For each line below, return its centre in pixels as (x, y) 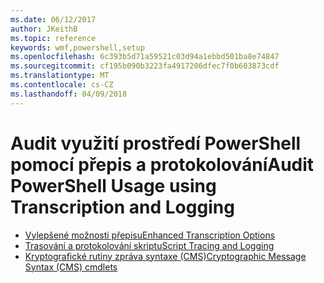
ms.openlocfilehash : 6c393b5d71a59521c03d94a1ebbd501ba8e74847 (145, 57)
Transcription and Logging (122, 207)
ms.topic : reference (53, 38)
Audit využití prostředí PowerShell (156, 143)
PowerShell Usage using (113, 185)
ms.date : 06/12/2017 (53, 19)
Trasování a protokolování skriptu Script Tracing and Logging (149, 245)
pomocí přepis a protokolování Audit (162, 164)
